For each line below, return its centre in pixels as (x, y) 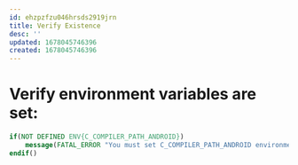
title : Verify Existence (55, 26)
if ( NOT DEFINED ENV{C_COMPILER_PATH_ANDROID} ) (97, 137)
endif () (24, 153)
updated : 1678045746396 (53, 42)
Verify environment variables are (133, 94)
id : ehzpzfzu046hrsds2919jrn (63, 17)
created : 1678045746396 (53, 51)
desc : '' (25, 34)
